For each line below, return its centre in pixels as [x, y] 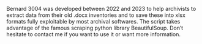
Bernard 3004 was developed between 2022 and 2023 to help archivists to [101, 9]
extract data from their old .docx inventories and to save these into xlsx [96, 15]
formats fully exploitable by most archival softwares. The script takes [93, 21]
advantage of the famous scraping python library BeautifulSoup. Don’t [95, 28]
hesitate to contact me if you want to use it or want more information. [93, 34]
